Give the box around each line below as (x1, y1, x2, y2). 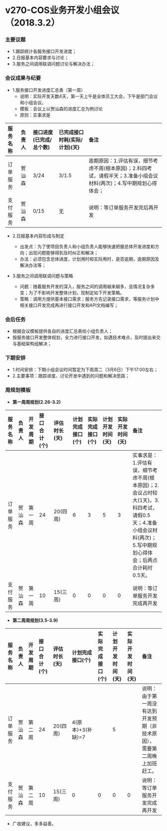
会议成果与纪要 (5, 74, 41, 81)
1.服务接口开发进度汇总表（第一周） (12, 87, 85, 93)
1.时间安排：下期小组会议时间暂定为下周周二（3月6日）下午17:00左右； (12, 367, 158, 373)
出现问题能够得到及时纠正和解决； (28, 249, 98, 255)
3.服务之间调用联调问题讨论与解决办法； (12, 61, 95, 67)
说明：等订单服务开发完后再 (88, 204, 154, 211)
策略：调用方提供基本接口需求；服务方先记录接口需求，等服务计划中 (19, 296, 160, 302)
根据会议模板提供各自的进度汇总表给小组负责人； (12, 328, 113, 334)
